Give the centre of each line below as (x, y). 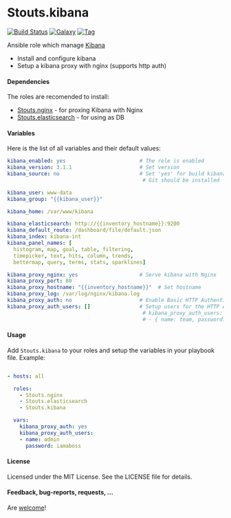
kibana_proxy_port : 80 (40, 281)
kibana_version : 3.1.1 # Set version (93, 168)
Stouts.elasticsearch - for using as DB (71, 118)
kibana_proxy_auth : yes (54, 427)
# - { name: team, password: (184, 319)
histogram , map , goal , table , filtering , (74, 249)
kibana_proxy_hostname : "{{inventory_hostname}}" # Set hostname (104, 288)
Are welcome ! (27, 508)
